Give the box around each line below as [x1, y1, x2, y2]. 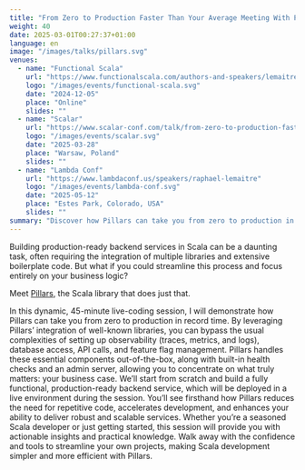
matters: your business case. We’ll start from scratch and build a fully [9, 373, 269, 384]
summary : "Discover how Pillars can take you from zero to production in [9, 215, 295, 225]
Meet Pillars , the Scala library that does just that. [9, 287, 191, 298]
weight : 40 [9, 22, 51, 31]
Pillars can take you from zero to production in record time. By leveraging [9, 315, 283, 325]
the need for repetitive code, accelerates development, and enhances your [9, 402, 290, 413]
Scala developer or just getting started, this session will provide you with [9, 421, 280, 432]
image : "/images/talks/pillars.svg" [9, 47, 148, 56]
